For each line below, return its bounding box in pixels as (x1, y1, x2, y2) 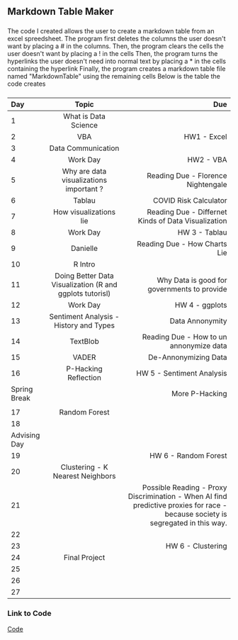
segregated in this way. (149, 518, 227, 528)
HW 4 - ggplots (174, 301, 227, 310)
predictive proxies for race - (132, 500, 227, 510)
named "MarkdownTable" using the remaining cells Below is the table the (7, 72, 221, 81)
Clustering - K (60, 462, 108, 472)
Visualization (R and (51, 280, 118, 290)
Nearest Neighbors (52, 471, 116, 481)
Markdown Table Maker (7, 6, 114, 18)
